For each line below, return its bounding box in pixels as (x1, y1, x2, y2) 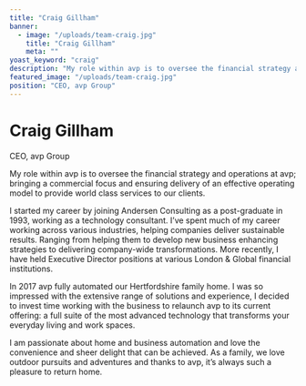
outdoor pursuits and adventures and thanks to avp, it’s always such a (9, 356, 271, 367)
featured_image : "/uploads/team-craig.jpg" (9, 73, 178, 82)
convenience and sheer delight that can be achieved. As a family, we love (9, 347, 285, 358)
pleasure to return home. (9, 366, 103, 377)
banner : (9, 22, 39, 31)
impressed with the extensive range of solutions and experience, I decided (9, 290, 290, 301)
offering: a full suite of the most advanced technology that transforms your (9, 310, 290, 320)
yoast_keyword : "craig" (9, 56, 100, 65)
